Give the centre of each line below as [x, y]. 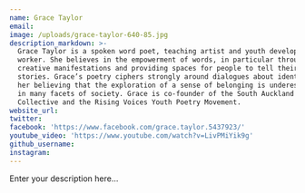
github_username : [42, 144]
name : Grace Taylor [46, 18]
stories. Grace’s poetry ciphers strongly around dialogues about [146, 77]
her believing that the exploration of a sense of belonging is [142, 85]
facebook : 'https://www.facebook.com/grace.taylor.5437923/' [128, 128]
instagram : [30, 152]
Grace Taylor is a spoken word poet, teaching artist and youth [142, 52]
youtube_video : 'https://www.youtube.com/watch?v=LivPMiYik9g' [132, 136]
